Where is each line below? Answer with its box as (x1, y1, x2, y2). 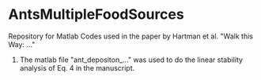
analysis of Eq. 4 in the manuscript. (19, 63, 135, 72)
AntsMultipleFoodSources (8, 5, 184, 24)
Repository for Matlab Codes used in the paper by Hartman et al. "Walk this (8, 31, 253, 41)
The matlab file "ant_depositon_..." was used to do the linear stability (19, 55, 244, 64)
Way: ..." (8, 39, 36, 49)
